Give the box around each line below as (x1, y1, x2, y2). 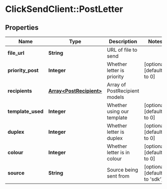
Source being (106, 167, 138, 173)
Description (108, 38, 138, 45)
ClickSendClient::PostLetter (5, 3, 123, 15)
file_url (7, 50, 25, 56)
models (106, 94, 124, 100)
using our (106, 108, 129, 115)
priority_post (7, 67, 39, 74)
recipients (7, 88, 32, 94)
